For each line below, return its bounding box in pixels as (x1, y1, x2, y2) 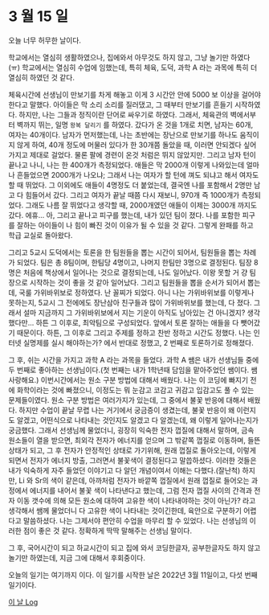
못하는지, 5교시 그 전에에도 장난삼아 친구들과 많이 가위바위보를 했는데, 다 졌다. (8, 297, 252, 307)
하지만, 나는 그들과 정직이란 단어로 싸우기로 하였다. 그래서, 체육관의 (18, 109, 229, 119)
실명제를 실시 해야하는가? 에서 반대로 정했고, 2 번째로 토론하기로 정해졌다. (22, 338, 255, 347)
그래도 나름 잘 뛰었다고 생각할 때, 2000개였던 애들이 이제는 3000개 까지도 (25, 200, 258, 210)
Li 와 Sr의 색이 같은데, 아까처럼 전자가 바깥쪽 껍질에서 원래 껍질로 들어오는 (18, 475, 251, 485)
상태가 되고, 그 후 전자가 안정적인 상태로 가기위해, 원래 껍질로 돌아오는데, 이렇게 (8, 445, 257, 455)
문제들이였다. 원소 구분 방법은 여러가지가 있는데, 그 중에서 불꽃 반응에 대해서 (8, 395, 247, 404)
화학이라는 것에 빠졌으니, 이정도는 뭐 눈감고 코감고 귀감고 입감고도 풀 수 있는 (16, 385, 255, 395)
